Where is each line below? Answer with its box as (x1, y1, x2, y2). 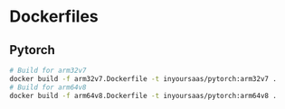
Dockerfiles (9, 6, 100, 27)
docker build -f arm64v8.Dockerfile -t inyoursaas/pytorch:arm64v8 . (9, 91, 278, 100)
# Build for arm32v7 (9, 66, 88, 75)
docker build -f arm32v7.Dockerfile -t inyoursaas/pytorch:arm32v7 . (9, 74, 278, 83)
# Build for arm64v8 (9, 83, 88, 92)
